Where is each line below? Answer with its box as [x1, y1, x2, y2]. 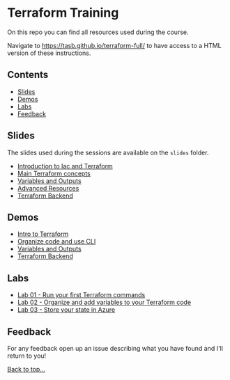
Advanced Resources [17, 184, 79, 192]
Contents [7, 69, 49, 81]
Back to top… [7, 365, 45, 373]
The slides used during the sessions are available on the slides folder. [7, 148, 209, 157]
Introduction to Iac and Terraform [17, 161, 113, 170]
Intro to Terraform [17, 230, 69, 238]
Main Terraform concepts [17, 169, 91, 177]
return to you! [7, 351, 47, 360]
